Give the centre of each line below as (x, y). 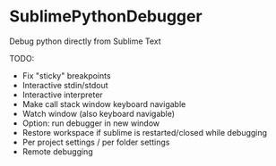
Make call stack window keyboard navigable (104, 104)
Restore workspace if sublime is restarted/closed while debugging (144, 132)
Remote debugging (57, 151)
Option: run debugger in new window (91, 123)
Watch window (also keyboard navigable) (99, 113)
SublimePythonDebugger (106, 17)
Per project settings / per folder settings (96, 142)
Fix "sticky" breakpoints (66, 75)
